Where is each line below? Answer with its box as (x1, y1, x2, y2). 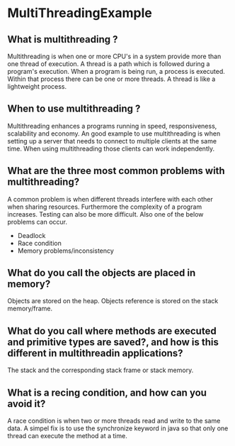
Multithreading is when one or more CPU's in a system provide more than (7, 52, 222, 60)
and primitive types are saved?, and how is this (7, 336, 219, 348)
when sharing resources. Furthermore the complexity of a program (7, 202, 202, 211)
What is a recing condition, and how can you (7, 386, 207, 398)
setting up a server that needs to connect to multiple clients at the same (7, 136, 217, 145)
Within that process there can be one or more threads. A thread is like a (7, 75, 216, 83)
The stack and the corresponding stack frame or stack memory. (7, 366, 194, 374)
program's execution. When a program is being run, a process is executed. (7, 67, 225, 75)
